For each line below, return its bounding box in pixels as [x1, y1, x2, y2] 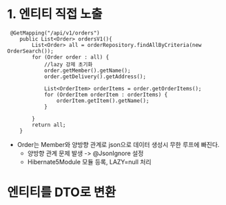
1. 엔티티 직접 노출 [7, 6, 103, 22]
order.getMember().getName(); [43, 67, 131, 74]
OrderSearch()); [7, 48, 54, 55]
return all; [32, 121, 67, 128]
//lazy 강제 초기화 [43, 61, 93, 68]
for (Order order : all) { [32, 53, 110, 61]
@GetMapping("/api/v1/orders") [10, 29, 100, 37]
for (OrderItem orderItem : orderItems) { [43, 91, 168, 98]
